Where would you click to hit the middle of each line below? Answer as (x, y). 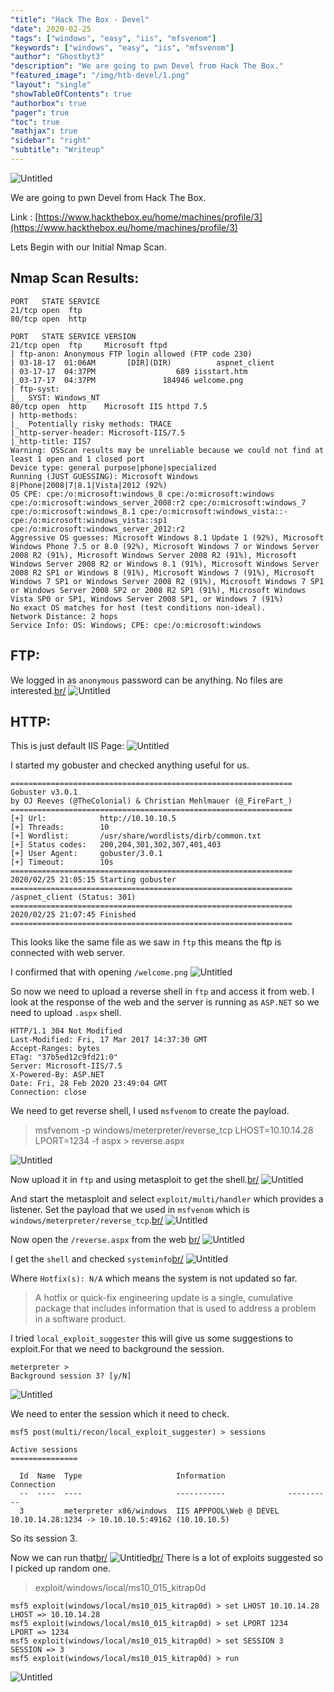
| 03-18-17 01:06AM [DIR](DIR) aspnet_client (142, 362)
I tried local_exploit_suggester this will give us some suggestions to (152, 1338)
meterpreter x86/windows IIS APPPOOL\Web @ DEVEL (171, 1511)
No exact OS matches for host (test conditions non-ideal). (138, 607)
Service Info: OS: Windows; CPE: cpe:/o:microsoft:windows (136, 625)
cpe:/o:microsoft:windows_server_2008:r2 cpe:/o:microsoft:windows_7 (158, 502)
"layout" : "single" (51, 85)
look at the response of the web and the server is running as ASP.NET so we (165, 1002)
